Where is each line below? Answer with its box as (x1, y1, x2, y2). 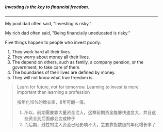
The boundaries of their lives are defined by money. (12, 69, 115, 75)
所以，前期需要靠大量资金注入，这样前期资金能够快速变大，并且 (24, 109, 152, 115)
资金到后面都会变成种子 (28, 115, 76, 121)
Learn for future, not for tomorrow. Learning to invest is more (16, 84, 139, 90)
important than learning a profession (16, 89, 90, 95)
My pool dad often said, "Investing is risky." (5, 20, 92, 26)
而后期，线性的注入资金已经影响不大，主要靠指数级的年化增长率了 (24, 121, 156, 127)
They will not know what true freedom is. (12, 74, 94, 80)
